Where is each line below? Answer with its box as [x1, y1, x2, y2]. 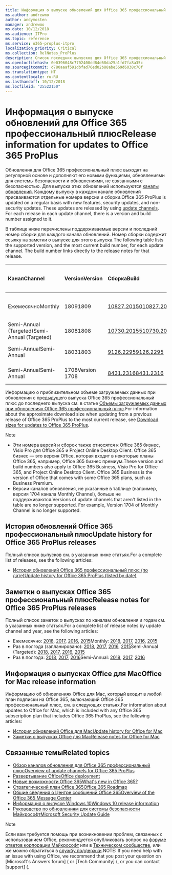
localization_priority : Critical [5, 46, 77, 51]
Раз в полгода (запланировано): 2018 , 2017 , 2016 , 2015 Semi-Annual [12, 643, 159, 650]
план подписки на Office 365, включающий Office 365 [5, 696, 123, 702]
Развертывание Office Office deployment [12, 773, 100, 779]
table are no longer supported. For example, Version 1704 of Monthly [12, 502, 158, 508]
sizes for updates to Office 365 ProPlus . [5, 422, 90, 428]
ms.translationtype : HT [5, 70, 56, 75]
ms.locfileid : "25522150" [5, 84, 60, 89]
